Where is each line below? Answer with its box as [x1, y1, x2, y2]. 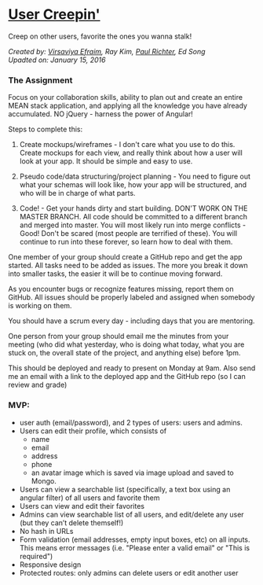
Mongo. [31, 476, 57, 485]
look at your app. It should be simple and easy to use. [19, 156, 193, 166]
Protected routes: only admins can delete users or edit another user [19, 568, 239, 577]
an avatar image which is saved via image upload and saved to [31, 468, 234, 477]
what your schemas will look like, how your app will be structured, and [19, 180, 247, 189]
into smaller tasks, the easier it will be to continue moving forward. [8, 269, 223, 278]
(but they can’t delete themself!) [19, 517, 124, 528]
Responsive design [19, 560, 82, 569]
